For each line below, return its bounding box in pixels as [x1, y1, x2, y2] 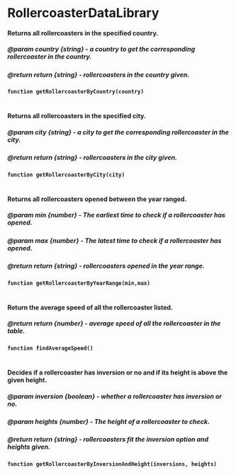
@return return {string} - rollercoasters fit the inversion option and [7, 435, 209, 444]
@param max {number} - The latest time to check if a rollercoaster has [7, 236, 222, 245]
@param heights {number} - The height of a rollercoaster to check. [7, 417, 210, 425]
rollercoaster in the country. [7, 52, 92, 61]
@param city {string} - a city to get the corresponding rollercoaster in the [7, 127, 229, 136]
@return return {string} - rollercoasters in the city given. [7, 154, 178, 162]
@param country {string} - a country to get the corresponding [7, 45, 196, 54]
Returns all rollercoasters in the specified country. [7, 28, 159, 37]
